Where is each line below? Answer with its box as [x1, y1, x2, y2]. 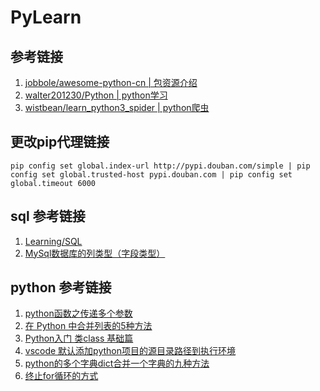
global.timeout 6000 [10, 178, 97, 188]
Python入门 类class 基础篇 [24, 332, 134, 345]
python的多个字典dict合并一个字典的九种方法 [24, 357, 210, 370]
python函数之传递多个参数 [24, 307, 133, 320]
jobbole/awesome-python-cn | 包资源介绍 [24, 77, 198, 88]
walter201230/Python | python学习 [24, 89, 168, 101]
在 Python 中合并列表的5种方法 [24, 320, 153, 332]
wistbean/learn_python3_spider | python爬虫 [24, 102, 210, 113]
